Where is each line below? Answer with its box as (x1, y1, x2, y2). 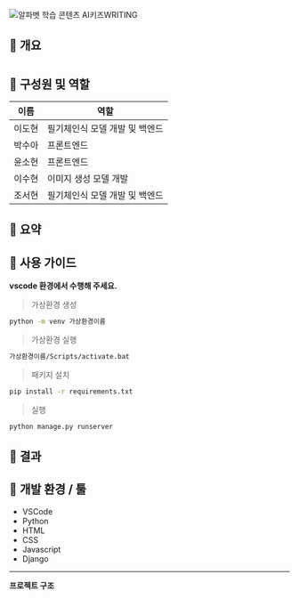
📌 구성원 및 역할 (9, 77, 91, 92)
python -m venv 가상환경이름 (9, 317, 107, 327)
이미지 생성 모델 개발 (47, 173, 129, 184)
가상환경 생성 (30, 299, 77, 311)
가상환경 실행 (30, 335, 77, 345)
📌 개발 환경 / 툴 (9, 482, 87, 498)
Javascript (21, 544, 61, 554)
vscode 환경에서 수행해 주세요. (9, 280, 117, 291)
